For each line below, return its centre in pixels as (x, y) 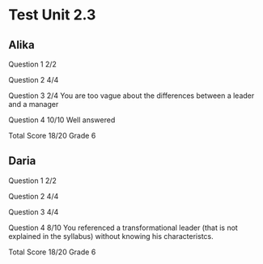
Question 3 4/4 (34, 211)
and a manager (34, 104)
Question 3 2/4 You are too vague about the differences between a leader (131, 96)
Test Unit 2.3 (52, 15)
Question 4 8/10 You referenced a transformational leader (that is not (123, 228)
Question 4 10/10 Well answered (62, 120)
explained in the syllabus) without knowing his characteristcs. (111, 236)
